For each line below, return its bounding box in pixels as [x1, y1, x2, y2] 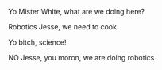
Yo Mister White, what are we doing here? [8, 7, 145, 16]
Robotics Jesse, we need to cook [8, 22, 118, 31]
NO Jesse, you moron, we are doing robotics [8, 53, 155, 62]
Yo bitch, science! [8, 37, 67, 47]
